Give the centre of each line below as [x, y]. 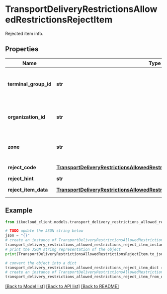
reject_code [22, 167]
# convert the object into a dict [41, 263]
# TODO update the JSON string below [44, 231]
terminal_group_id [30, 84]
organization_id [27, 117]
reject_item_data [28, 190]
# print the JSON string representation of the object [63, 249]
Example [19, 211]
